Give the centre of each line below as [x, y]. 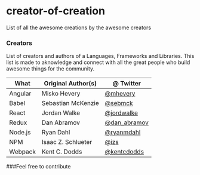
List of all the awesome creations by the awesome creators [79, 27]
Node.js [20, 133]
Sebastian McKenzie [70, 103]
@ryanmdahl [123, 133]
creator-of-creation [56, 11]
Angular [20, 94]
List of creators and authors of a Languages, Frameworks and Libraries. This [100, 56]
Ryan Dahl [56, 133]
